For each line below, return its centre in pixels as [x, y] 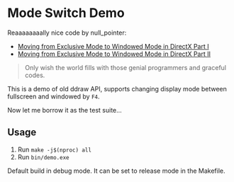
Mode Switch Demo [66, 13]
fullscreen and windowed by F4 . [54, 96]
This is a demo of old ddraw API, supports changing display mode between [117, 89]
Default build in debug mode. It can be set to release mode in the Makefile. [116, 171]
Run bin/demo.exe [43, 157]
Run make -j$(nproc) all [55, 149]
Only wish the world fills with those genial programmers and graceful [126, 67]
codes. [35, 75]
